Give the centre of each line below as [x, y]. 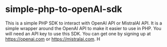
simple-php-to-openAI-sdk [64, 9]
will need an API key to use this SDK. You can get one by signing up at [78, 33]
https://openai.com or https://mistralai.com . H [53, 39]
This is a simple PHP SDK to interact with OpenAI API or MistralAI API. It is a [84, 23]
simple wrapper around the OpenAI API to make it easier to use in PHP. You [83, 28]
